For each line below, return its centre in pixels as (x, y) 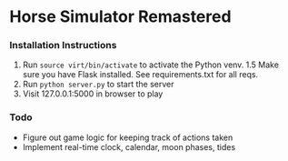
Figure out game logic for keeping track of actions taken (128, 137)
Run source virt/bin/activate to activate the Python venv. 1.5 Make (151, 65)
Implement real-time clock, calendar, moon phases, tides (129, 146)
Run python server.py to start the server (98, 85)
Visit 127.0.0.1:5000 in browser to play (93, 94)
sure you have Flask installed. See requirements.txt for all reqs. (140, 75)
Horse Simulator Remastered (120, 17)
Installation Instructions (63, 45)
